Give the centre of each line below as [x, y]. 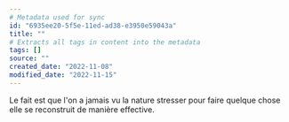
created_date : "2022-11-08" [61, 67]
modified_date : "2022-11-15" [63, 75]
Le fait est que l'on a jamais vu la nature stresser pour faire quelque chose [145, 100]
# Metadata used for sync [57, 17]
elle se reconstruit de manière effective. [82, 109]
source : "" [29, 58]
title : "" [28, 34]
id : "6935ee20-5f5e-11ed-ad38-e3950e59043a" [93, 26]
